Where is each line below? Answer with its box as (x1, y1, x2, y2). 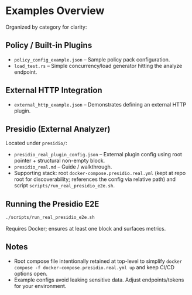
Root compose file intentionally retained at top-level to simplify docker (13, 258, 183, 265)
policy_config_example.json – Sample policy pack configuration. (13, 56, 170, 63)
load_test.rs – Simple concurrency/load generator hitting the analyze (13, 62, 183, 69)
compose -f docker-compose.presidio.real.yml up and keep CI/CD (13, 263, 175, 270)
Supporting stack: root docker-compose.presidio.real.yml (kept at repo (13, 170, 186, 177)
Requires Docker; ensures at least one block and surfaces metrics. (5, 225, 166, 232)
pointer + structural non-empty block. (13, 157, 105, 164)
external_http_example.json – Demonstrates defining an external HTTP (13, 101, 187, 108)
